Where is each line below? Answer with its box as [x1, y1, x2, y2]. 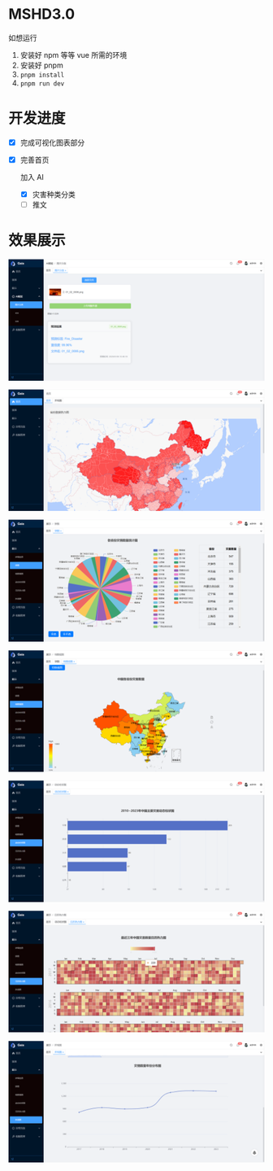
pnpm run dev [19, 79, 65, 88]
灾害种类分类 [32, 190, 76, 199]
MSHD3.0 [8, 5, 76, 24]
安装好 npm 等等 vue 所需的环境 [19, 50, 128, 59]
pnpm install [19, 71, 65, 79]
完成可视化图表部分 [19, 138, 85, 147]
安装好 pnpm [19, 60, 63, 70]
